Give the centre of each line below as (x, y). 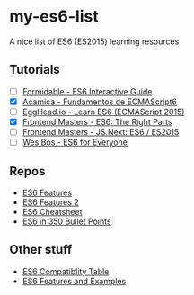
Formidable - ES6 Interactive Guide (87, 91)
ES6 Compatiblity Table (66, 271)
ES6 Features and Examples (74, 281)
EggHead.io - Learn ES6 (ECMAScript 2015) (103, 112)
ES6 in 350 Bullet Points (66, 221)
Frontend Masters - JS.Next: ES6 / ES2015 (101, 132)
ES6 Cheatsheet (52, 211)
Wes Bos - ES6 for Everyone (75, 142)
